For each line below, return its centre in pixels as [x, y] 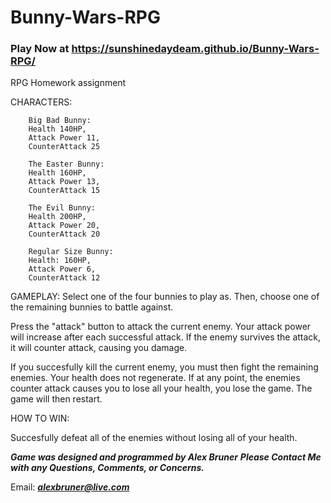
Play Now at [40, 49]
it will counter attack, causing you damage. [99, 348]
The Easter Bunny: [66, 164]
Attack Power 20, [64, 226]
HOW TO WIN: [40, 418]
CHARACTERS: [41, 102]
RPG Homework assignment [68, 83]
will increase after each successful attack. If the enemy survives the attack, [166, 337]
